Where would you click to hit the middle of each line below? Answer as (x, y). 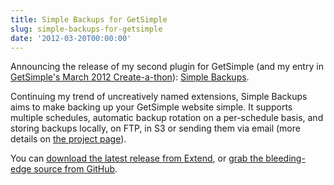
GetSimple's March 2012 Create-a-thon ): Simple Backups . (130, 77)
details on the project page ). (68, 139)
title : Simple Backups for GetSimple (89, 19)
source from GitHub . (75, 169)
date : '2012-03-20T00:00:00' (71, 38)
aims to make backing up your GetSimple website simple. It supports (151, 107)
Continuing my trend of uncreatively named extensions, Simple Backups (159, 97)
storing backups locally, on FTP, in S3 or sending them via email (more (155, 128)
